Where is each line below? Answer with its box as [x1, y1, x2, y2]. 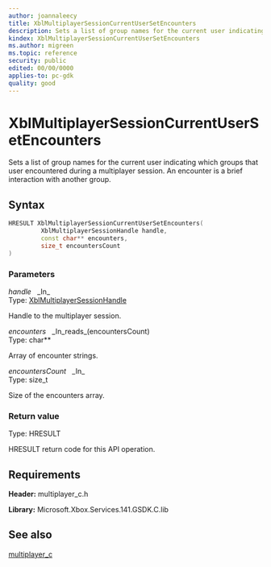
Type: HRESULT [8, 428, 61, 439]
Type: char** [8, 335, 52, 345]
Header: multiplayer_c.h [8, 489, 89, 499]
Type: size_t [8, 375, 48, 384]
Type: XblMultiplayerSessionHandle [8, 295, 127, 304]
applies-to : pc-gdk [8, 72, 74, 80]
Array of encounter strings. [8, 350, 98, 360]
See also [8, 528, 52, 542]
